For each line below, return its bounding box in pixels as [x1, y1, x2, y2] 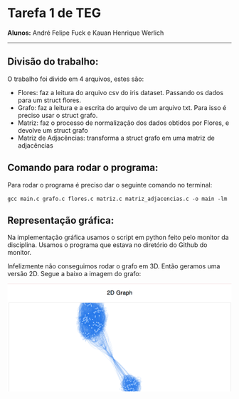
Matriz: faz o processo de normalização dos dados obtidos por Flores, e [17, 119, 230, 127]
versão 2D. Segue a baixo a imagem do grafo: [7, 270, 142, 278]
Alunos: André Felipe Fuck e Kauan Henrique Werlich [7, 28, 164, 37]
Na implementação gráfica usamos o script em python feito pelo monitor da [7, 233, 229, 242]
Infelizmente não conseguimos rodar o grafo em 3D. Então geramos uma [7, 262, 221, 270]
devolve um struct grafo [17, 126, 88, 134]
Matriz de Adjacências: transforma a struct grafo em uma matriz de [17, 133, 215, 142]
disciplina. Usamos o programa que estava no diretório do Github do [7, 241, 208, 249]
